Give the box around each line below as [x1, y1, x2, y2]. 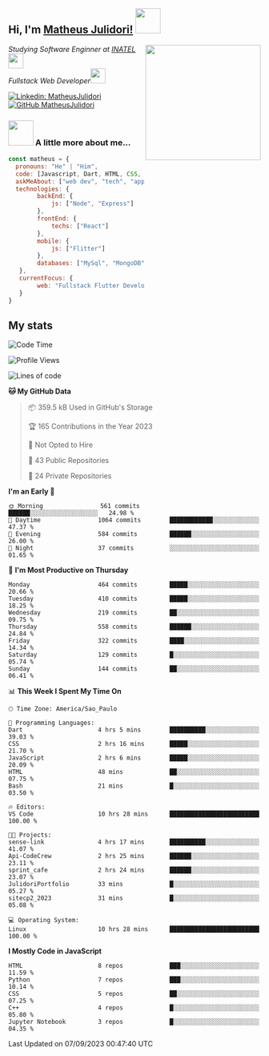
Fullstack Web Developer [8, 75, 90, 85]
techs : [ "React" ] [50, 222, 110, 230]
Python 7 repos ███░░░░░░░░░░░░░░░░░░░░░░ [8, 976, 260, 984]
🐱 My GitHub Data [8, 386, 72, 397]
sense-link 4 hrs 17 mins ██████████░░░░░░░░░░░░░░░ [8, 838, 260, 846]
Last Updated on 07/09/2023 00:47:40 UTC [8, 1039, 154, 1049]
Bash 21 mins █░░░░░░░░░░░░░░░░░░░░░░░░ [8, 782, 260, 790]
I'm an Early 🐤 [8, 486, 55, 497]
